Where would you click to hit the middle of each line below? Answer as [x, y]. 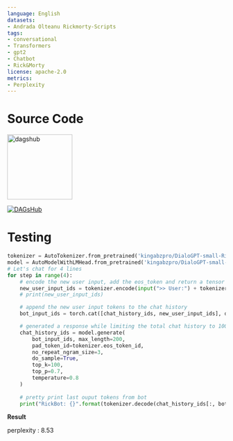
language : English [34, 14]
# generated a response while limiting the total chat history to [118, 326]
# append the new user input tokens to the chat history [104, 307]
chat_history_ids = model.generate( [73, 333]
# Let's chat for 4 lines [44, 269]
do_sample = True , [55, 358]
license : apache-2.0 [37, 72]
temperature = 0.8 [55, 378]
